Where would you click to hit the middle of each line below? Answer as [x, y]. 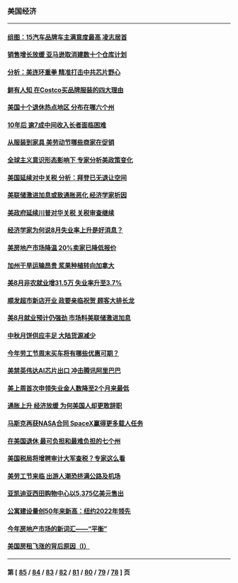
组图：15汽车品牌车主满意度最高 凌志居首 [67, 37]
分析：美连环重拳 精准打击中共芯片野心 [64, 72]
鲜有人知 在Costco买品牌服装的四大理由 [66, 89]
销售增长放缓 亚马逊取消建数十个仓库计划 [67, 55]
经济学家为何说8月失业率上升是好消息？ [66, 230]
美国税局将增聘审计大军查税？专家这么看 [66, 458]
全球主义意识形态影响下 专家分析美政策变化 [70, 160]
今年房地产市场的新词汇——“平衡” [57, 528]
